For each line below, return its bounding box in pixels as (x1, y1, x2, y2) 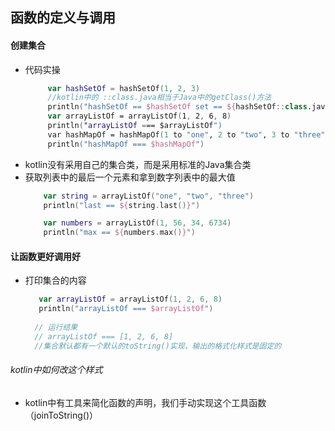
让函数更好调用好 (10, 250, 81, 262)
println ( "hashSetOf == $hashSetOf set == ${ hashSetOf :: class (47, 102, 308, 112)
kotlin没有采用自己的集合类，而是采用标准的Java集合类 (24, 158, 252, 170)
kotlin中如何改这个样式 (10, 364, 103, 376)
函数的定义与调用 (10, 9, 116, 27)
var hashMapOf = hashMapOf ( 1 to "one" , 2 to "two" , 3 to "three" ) (47, 129, 330, 140)
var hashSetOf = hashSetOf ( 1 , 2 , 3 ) (47, 83, 201, 93)
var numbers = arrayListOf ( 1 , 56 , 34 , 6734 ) (43, 218, 232, 228)
